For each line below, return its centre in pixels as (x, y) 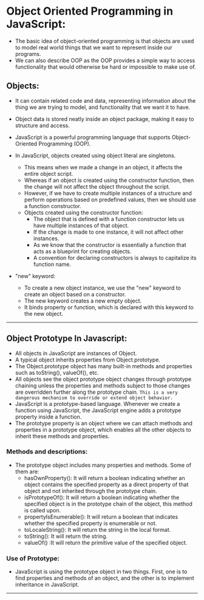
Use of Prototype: (33, 558)
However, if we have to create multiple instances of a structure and (108, 193)
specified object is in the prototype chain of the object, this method (108, 504)
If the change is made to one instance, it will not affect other (108, 232)
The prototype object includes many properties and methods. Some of (103, 465)
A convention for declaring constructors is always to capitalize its (115, 257)
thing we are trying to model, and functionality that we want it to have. (103, 107)
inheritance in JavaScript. (47, 585)
